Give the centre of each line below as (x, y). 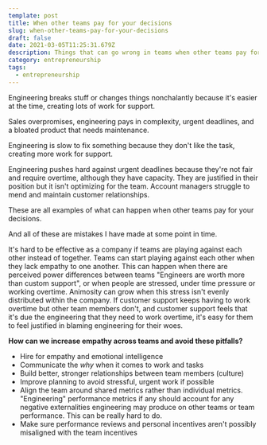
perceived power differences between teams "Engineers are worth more (126, 275)
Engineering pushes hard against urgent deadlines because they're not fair (131, 169)
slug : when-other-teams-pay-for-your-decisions (89, 30)
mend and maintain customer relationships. (79, 194)
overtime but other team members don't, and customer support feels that (128, 308)
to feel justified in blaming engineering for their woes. (96, 325)
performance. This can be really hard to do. (91, 416)
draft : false (30, 38)
